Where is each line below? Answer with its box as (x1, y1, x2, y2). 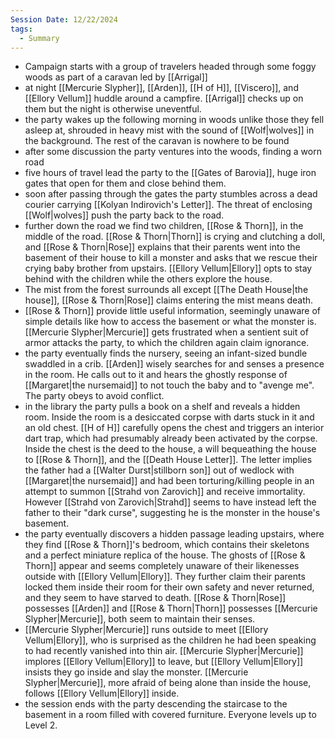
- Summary (19, 33, 60, 43)
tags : (10, 24, 33, 34)
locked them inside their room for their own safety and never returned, (24, 581, 315, 593)
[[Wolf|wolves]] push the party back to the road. (24, 209, 225, 221)
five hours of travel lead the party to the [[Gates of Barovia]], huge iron (24, 167, 317, 179)
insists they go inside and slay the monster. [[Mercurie (24, 666, 249, 678)
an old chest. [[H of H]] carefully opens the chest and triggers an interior (24, 422, 325, 434)
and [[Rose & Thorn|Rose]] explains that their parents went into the (24, 241, 301, 253)
